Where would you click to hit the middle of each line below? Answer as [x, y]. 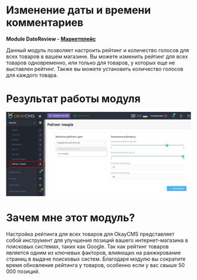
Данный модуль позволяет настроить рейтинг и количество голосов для [98, 50]
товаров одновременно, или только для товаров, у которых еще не [91, 63]
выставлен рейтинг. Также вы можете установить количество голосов [95, 69]
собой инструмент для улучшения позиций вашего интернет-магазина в [97, 240]
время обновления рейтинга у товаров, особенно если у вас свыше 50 [96, 265]
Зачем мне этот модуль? [71, 218]
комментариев [45, 23]
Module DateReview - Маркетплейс [51, 39]
